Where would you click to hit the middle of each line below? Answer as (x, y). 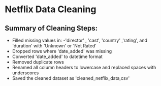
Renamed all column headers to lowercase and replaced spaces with (84, 67)
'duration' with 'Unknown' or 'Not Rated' (54, 46)
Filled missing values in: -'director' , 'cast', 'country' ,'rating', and (80, 40)
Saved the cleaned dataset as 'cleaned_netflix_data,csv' (71, 78)
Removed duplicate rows (38, 62)
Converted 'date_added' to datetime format (57, 56)
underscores (25, 73)
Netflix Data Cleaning (51, 9)
